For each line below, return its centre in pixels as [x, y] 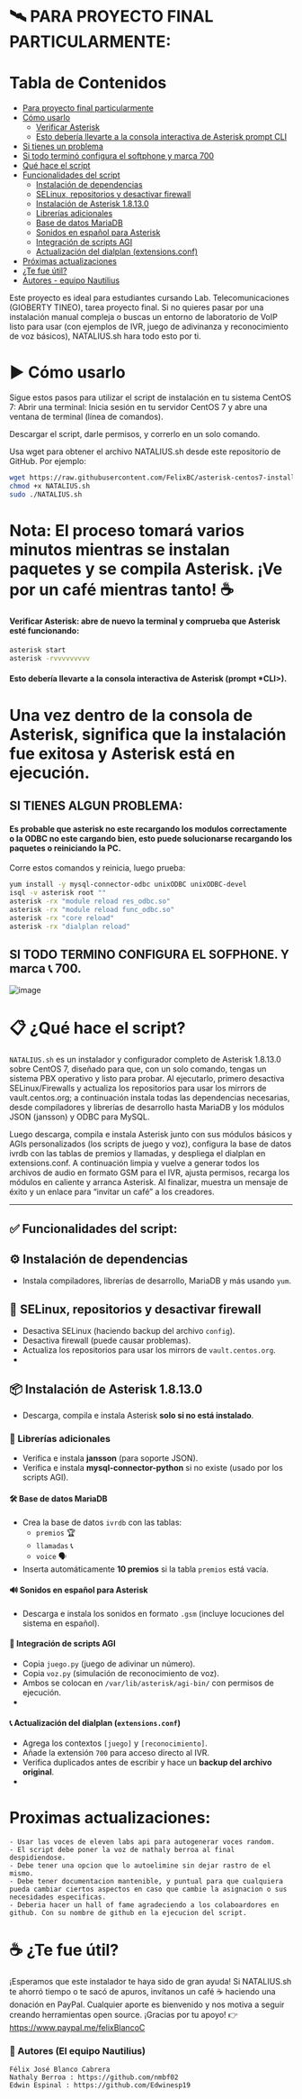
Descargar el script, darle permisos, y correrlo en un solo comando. [135, 434]
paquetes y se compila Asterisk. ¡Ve [146, 569]
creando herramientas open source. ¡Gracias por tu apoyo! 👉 [124, 2015]
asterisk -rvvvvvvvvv [50, 658]
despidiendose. [38, 1858]
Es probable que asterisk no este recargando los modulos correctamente [148, 828]
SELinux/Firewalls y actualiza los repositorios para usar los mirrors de [138, 1088]
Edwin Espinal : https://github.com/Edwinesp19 [100, 2085]
